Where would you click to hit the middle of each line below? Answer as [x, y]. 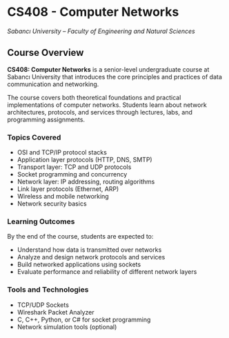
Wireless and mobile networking [63, 197]
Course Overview [46, 53]
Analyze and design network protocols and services [91, 257]
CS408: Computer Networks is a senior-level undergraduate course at [108, 69]
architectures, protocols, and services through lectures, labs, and [100, 112]
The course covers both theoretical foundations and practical [94, 97]
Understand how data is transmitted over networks [89, 250]
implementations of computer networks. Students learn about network [107, 105]
